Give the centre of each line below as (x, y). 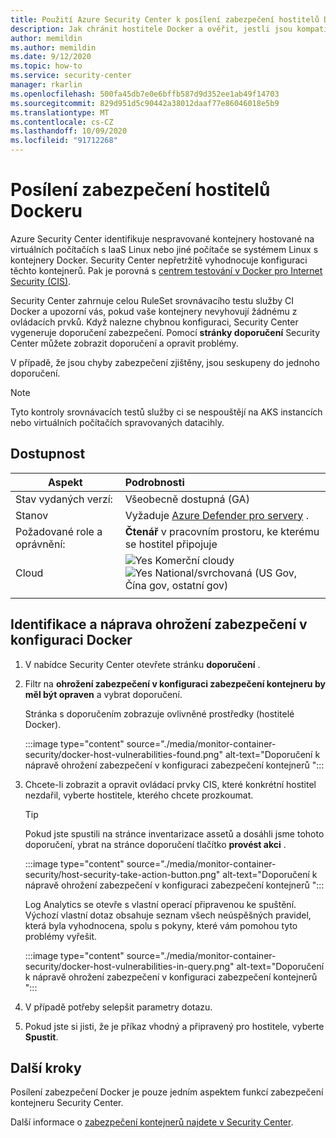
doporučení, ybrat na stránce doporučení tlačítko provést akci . (155, 844)
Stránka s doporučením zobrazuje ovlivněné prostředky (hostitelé (159, 713)
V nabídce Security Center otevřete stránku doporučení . (142, 664)
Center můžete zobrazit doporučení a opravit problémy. (124, 343)
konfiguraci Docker (71, 640)
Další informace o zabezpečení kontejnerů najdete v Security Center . (152, 1122)
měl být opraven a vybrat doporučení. (103, 694)
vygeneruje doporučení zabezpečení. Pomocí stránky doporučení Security (165, 332)
